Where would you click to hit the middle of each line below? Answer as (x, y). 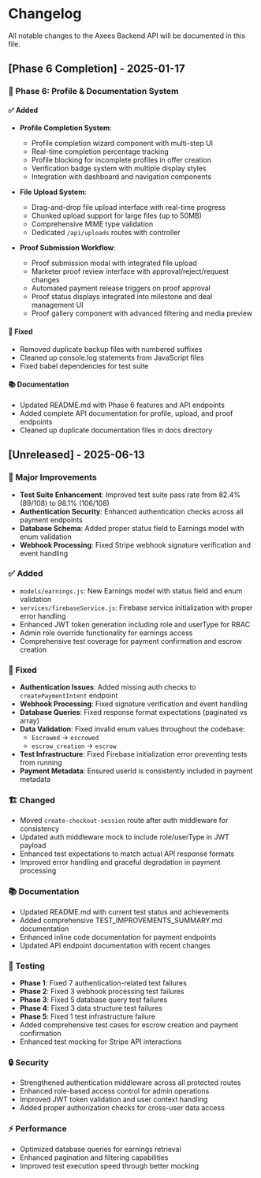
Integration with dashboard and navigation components (121, 177)
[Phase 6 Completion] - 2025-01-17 (97, 69)
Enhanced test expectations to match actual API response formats (127, 854)
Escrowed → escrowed (65, 738)
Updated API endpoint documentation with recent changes (115, 945)
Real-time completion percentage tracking (100, 151)
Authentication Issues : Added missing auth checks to (108, 687)
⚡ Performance (37, 1129)
